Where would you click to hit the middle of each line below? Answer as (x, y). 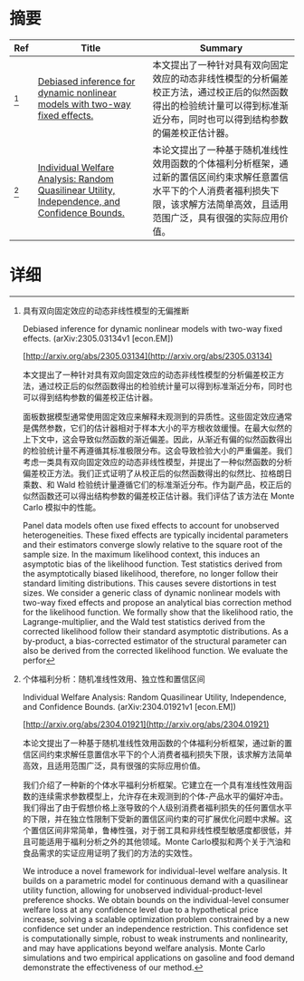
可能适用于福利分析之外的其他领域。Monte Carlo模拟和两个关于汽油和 (161, 841)
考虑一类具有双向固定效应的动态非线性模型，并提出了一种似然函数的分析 (157, 461)
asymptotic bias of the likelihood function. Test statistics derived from (152, 564)
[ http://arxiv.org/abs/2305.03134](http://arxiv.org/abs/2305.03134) (147, 355)
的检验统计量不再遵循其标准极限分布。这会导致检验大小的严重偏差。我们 (157, 451)
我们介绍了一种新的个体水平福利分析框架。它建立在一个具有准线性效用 (153, 784)
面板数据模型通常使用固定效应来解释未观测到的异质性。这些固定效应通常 (157, 416)
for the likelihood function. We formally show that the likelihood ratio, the (158, 612)
